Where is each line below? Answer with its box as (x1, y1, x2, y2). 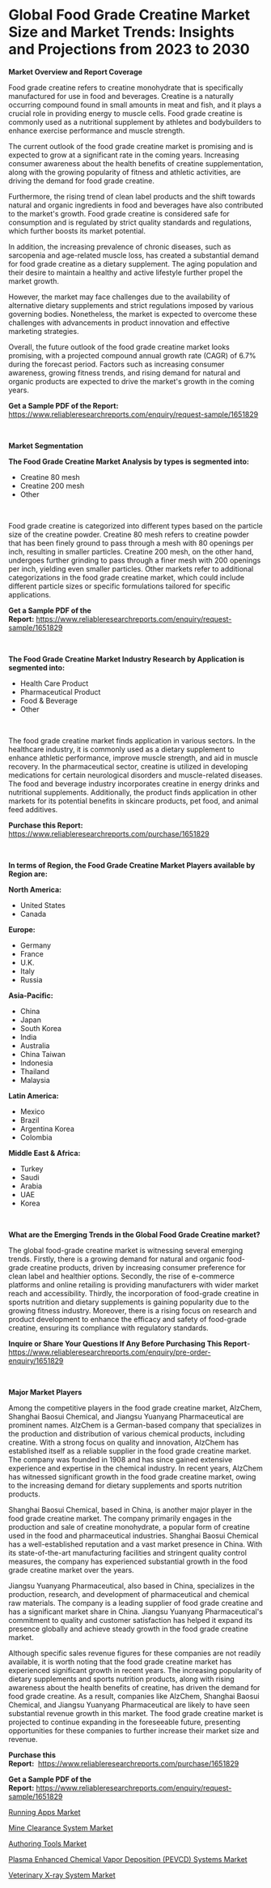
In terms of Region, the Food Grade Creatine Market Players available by (8, 860, 256, 870)
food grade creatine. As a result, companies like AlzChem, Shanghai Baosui (8, 1691, 260, 1701)
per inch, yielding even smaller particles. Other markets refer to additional (8, 563, 254, 573)
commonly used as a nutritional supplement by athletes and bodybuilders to (8, 117, 261, 126)
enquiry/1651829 (8, 1355, 64, 1365)
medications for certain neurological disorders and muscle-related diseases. (8, 770, 263, 780)
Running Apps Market (8, 1807, 81, 1817)
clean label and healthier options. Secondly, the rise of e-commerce (8, 1271, 235, 1281)
